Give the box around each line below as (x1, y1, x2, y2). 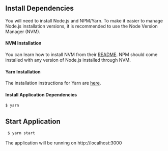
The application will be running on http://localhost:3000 (5, 140, 122, 146)
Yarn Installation (5, 68, 41, 74)
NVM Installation (5, 40, 42, 46)
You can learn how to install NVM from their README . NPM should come (5, 52, 158, 58)
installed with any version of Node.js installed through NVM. (5, 57, 131, 63)
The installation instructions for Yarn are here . (5, 80, 101, 86)
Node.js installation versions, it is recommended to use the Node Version (5, 23, 158, 29)
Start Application (5, 117, 61, 125)
